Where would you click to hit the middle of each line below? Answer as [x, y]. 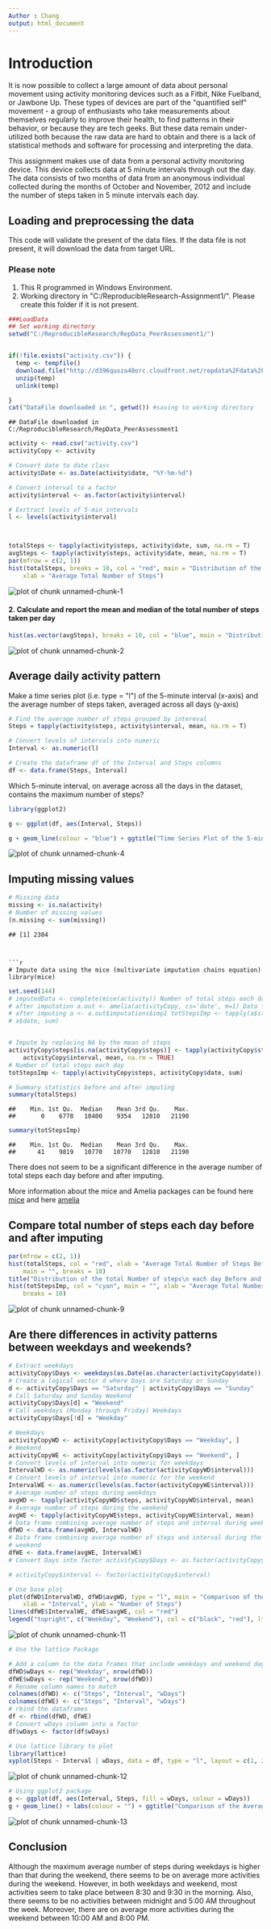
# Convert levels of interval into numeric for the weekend [112, 1478]
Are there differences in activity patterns [113, 1334]
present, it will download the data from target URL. [92, 249]
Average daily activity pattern [85, 676]
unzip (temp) [36, 378]
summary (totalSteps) [43, 1095]
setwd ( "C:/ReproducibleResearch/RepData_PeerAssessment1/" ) [112, 334]
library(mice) [32, 977]
